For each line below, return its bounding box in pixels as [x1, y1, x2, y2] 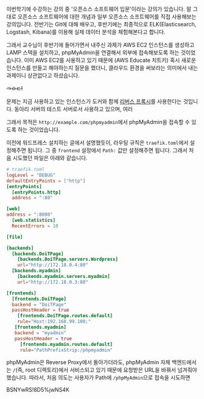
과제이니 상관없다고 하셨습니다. [6, 72, 80, 79]
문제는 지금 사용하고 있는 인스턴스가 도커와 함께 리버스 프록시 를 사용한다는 [6, 98, 182, 105]
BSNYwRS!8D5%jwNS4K [6, 386, 70, 394]
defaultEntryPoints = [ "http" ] [6, 178, 86, 184]
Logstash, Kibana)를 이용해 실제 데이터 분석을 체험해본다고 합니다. [6, 28, 166, 35]
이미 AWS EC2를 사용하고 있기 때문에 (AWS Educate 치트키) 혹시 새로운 [24, 57, 197, 64]
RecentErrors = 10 [12, 222, 59, 229]
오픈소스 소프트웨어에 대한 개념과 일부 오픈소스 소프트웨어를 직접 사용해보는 [17, 13, 197, 20]
